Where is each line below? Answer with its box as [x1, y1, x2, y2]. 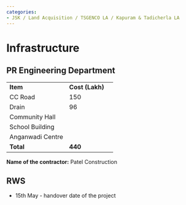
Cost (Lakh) [69, 83, 104, 91]
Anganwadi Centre [9, 132, 63, 141]
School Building [9, 122, 55, 131]
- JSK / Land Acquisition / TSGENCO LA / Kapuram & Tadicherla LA [6, 15, 180, 21]
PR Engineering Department [6, 65, 115, 76]
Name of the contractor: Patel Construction [6, 158, 118, 165]
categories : [6, 9, 37, 15]
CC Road [9, 92, 36, 101]
